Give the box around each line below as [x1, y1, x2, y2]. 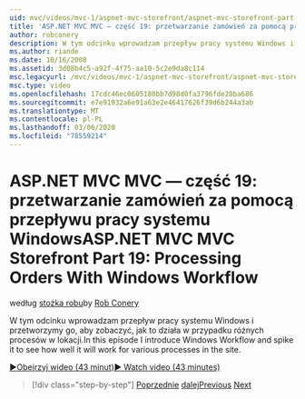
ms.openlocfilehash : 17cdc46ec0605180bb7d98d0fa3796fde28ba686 [9, 89, 254, 98]
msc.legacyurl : [9, 73, 67, 82]
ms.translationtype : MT [9, 106, 100, 115]
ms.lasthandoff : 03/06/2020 [9, 124, 116, 133]
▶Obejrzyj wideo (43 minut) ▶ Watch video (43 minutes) [9, 361, 221, 373]
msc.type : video [9, 81, 71, 90]
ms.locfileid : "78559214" [9, 132, 107, 141]
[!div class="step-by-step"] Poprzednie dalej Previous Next [31, 379, 252, 390]
